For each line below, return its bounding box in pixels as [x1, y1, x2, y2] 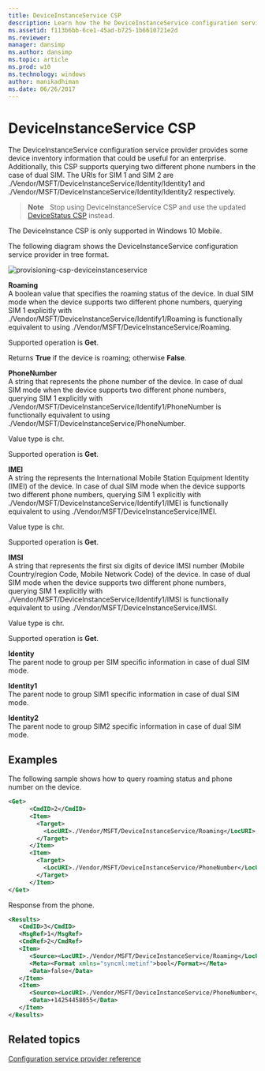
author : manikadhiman [8, 77, 80, 85]
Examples [8, 752, 58, 767]
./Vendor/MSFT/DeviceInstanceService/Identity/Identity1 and [8, 179, 205, 188]
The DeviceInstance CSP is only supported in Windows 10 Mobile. [8, 226, 222, 236]
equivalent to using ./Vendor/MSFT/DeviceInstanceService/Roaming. [8, 322, 232, 332]
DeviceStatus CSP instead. [27, 211, 115, 221]
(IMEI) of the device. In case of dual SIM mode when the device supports [8, 481, 246, 491]
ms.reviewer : [8, 33, 51, 42]
